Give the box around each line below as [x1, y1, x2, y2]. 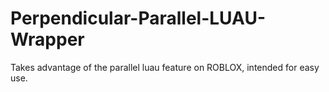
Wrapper [10, 28, 85, 51]
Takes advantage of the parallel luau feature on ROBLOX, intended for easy [10, 61, 320, 73]
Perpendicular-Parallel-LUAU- [10, 7, 267, 30]
